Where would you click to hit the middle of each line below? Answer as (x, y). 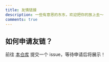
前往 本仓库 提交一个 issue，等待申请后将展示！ (56, 54)
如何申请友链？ (29, 41)
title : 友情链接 (21, 10)
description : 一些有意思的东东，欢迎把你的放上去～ (54, 15)
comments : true (21, 19)
